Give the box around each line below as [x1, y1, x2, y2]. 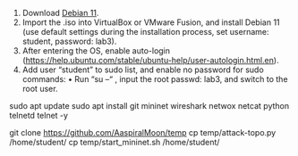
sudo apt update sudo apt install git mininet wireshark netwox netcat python [9, 101, 289, 111]
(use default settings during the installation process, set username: [21, 27, 269, 37]
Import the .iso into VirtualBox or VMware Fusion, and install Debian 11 [21, 17, 280, 28]
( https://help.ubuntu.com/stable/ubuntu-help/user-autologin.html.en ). [21, 55, 279, 65]
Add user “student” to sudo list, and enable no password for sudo [21, 64, 264, 75]
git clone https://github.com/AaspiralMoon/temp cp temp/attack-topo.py [9, 127, 277, 137]
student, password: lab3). [21, 36, 117, 46]
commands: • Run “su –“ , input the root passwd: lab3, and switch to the [21, 74, 288, 84]
